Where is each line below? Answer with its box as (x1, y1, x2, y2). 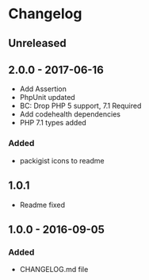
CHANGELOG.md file (19, 265, 89, 274)
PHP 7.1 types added (19, 118, 87, 128)
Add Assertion (19, 84, 67, 94)
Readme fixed (19, 200, 66, 209)
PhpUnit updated (19, 93, 75, 102)
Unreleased (8, 36, 67, 50)
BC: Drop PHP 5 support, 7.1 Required (19, 101, 142, 111)
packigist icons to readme (19, 155, 105, 165)
